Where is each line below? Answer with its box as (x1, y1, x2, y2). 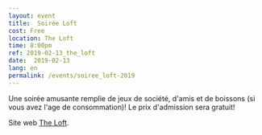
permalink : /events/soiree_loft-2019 (8, 72, 135, 80)
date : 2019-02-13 (8, 57, 70, 65)
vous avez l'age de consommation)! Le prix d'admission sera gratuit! (8, 102, 235, 112)
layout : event (8, 11, 56, 20)
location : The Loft (8, 34, 74, 43)
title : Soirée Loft (8, 19, 78, 27)
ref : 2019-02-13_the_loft (8, 49, 95, 57)
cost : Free (8, 27, 45, 35)
